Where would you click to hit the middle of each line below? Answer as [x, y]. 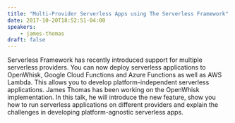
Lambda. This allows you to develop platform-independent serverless [108, 82]
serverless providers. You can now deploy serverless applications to [107, 67]
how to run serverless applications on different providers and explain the [113, 105]
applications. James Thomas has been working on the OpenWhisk [103, 90]
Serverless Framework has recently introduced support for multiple [105, 60]
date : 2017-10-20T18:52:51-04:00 [56, 20]
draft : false [26, 40]
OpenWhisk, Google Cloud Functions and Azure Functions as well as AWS [115, 75]
